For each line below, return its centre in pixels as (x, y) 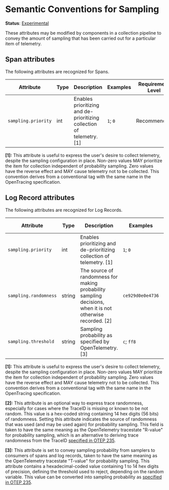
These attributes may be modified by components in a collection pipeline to (83, 33)
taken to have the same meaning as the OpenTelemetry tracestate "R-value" (84, 430)
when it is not (96, 308)
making (89, 283)
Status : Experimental (27, 23)
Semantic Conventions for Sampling (82, 9)
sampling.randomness (32, 296)
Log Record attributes (40, 198)
